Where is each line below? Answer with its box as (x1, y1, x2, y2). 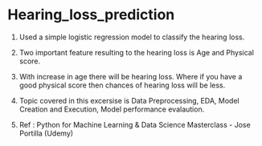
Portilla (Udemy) (18, 128, 74, 138)
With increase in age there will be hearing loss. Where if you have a (18, 71, 243, 81)
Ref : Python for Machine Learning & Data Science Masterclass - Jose (18, 120, 251, 129)
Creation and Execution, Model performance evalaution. (18, 104, 205, 114)
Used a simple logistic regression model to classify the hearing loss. (18, 32, 245, 42)
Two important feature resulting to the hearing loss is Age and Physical (18, 47, 255, 57)
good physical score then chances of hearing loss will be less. (18, 80, 226, 90)
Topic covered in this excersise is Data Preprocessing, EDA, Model (18, 95, 239, 105)
